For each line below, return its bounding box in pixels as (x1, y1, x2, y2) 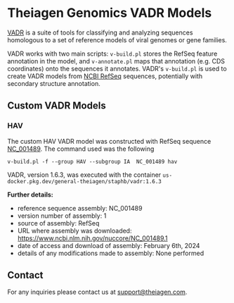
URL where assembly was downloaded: (17, 226, 132, 235)
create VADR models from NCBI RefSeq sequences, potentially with (7, 72, 202, 80)
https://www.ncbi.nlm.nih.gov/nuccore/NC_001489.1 (17, 234, 168, 242)
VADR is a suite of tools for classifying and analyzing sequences (7, 28, 193, 37)
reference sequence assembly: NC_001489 (17, 204, 143, 212)
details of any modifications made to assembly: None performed (17, 249, 204, 257)
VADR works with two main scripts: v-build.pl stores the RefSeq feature (7, 49, 218, 58)
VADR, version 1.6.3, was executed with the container (7, 171, 162, 179)
